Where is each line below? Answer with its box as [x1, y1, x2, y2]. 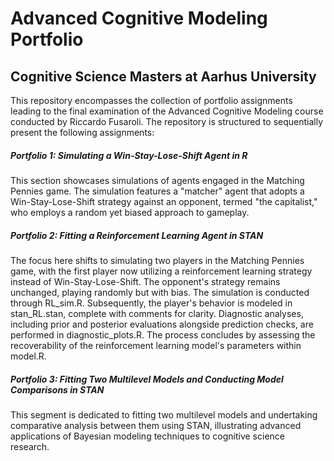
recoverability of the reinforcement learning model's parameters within [10, 339, 302, 351]
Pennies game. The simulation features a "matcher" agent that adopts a [10, 185, 305, 197]
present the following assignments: [10, 127, 155, 138]
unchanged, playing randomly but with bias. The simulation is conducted [10, 286, 310, 298]
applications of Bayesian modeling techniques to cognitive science [10, 430, 285, 442]
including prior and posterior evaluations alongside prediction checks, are [10, 318, 314, 330]
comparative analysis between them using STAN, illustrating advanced [10, 419, 302, 431]
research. [10, 440, 50, 452]
